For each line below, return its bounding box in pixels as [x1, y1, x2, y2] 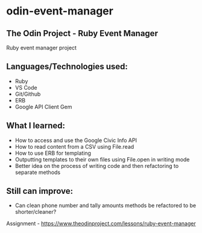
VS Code [14, 84, 37, 91]
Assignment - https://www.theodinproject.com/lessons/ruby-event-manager [6, 220, 196, 227]
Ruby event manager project [6, 44, 77, 51]
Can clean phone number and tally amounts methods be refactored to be [14, 202, 197, 209]
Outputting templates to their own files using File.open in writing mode [14, 155, 190, 163]
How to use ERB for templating [14, 149, 92, 157]
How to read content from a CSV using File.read [14, 143, 134, 150]
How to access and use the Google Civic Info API [14, 137, 137, 144]
